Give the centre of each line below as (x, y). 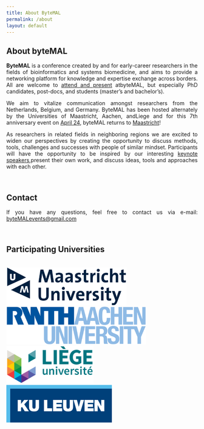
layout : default (27, 26)
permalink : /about (29, 19)
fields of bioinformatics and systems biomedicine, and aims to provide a (102, 72)
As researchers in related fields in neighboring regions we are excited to (102, 134)
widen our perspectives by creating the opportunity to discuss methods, (102, 141)
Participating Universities (56, 249)
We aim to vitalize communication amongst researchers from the (102, 103)
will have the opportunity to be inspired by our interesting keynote (102, 154)
